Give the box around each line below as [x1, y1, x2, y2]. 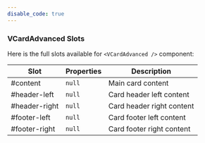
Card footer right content [108, 124, 191, 134]
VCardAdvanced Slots [7, 33, 85, 43]
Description [131, 66, 171, 76]
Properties [66, 66, 102, 76]
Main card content [108, 78, 169, 88]
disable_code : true [7, 10, 65, 18]
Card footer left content [108, 112, 186, 122]
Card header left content [108, 89, 190, 99]
